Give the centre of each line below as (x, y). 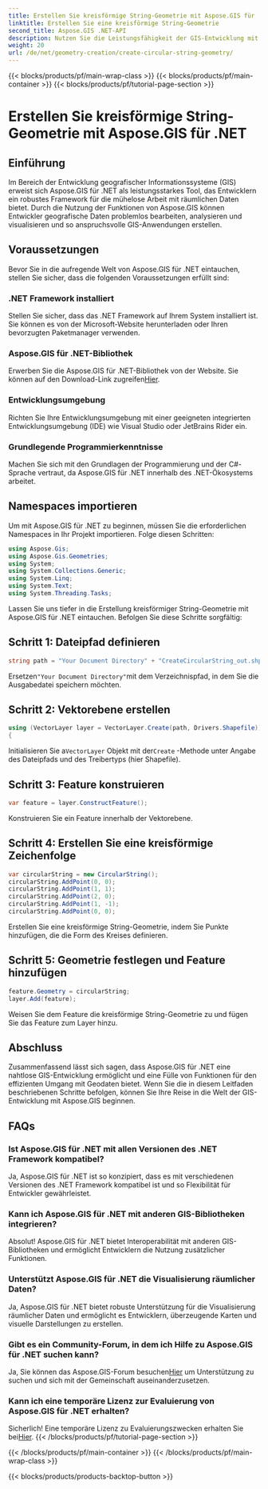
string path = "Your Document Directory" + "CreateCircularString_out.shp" (137, 661)
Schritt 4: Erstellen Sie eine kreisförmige (111, 844)
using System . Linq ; (41, 578)
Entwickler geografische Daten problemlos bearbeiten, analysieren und (125, 216)
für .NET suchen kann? (54, 1355)
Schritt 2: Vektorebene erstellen (89, 710)
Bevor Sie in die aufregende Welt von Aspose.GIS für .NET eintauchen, (124, 269)
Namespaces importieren (73, 506)
